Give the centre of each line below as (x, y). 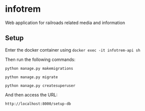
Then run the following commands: (40, 59)
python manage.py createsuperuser (40, 85)
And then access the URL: (31, 95)
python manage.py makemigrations (39, 68)
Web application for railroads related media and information (65, 23)
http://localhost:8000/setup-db (38, 104)
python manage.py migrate (31, 77)
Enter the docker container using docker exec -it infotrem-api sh (73, 50)
